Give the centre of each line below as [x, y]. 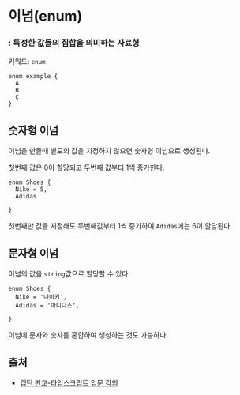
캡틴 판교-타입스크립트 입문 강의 [69, 382]
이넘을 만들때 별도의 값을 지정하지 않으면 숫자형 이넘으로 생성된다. [109, 151]
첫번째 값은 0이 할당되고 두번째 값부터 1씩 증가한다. [86, 167]
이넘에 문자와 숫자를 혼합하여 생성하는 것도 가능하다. [88, 335]
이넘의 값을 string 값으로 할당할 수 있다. [69, 274]
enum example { [33, 77]
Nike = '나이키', [41, 297]
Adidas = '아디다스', [47, 306]
